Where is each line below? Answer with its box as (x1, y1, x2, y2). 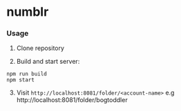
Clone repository (16, 44, 65, 52)
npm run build (6, 71, 48, 77)
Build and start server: (16, 58, 80, 66)
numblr (6, 4, 49, 20)
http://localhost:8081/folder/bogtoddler (16, 96, 128, 104)
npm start (6, 77, 35, 84)
